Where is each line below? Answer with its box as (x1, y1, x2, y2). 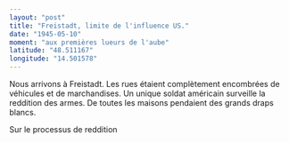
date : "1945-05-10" (9, 29, 82, 38)
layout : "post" (9, 12, 66, 22)
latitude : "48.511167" (9, 46, 94, 55)
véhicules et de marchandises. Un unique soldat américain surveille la (9, 88, 266, 99)
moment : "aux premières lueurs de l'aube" (9, 37, 169, 47)
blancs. (9, 107, 37, 117)
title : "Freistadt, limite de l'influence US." (9, 21, 190, 30)
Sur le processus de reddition (9, 124, 118, 134)
